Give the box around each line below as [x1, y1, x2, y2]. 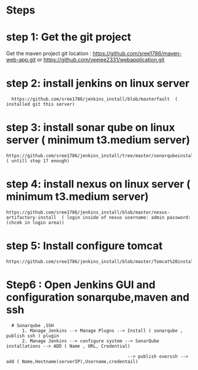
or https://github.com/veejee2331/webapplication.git [37, 56, 165, 64]
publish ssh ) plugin [6, 333, 60, 339]
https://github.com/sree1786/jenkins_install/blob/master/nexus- [6, 209, 170, 215]
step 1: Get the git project [6, 31, 131, 44]
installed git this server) [6, 101, 75, 108]
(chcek [6, 219, 22, 225]
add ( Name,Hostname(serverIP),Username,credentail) [6, 358, 138, 365]
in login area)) [24, 219, 65, 225]
